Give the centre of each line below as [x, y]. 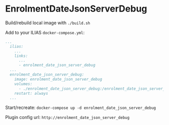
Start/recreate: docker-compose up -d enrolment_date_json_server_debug [81, 108]
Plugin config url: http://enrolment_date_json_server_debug [67, 117]
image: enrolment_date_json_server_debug [58, 79]
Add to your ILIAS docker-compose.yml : [45, 32]
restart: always [31, 93]
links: [21, 56]
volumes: [23, 84]
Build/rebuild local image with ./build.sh [48, 23]
